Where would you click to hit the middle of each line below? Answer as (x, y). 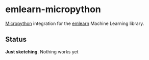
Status (16, 39)
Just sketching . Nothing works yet (42, 51)
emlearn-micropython (53, 9)
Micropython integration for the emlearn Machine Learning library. (75, 23)
